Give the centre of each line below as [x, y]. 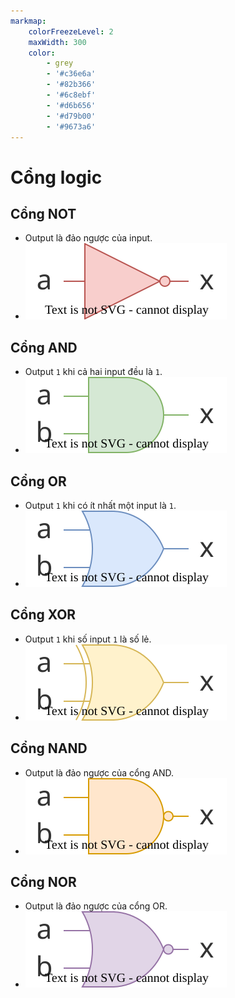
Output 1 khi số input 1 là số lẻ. [88, 639]
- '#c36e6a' [71, 74]
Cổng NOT [43, 213]
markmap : [28, 21]
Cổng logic [56, 177]
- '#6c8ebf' [71, 95]
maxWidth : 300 [57, 42]
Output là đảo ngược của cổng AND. [99, 772]
